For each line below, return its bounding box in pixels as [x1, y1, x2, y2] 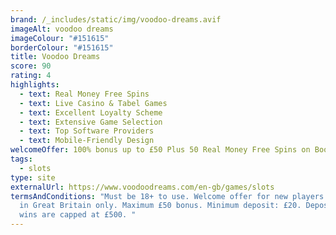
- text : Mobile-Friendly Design [19, 136, 155, 146]
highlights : [10, 80, 60, 90]
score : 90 [10, 61, 52, 71]
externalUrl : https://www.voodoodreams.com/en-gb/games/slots [10, 182, 275, 192]
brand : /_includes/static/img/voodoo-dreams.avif [10, 14, 222, 25]
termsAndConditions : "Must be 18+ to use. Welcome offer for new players [10, 191, 325, 201]
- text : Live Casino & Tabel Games [19, 98, 168, 108]
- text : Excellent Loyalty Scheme [19, 107, 163, 118]
